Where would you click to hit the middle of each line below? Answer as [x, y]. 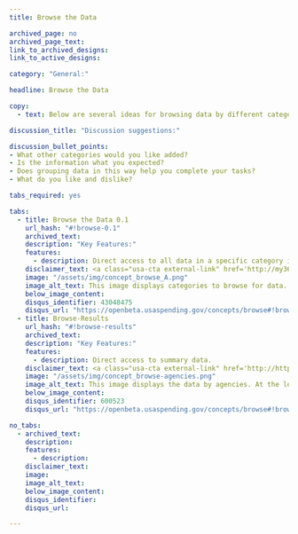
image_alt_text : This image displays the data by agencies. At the [152, 385]
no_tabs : [25, 425]
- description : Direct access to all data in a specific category [158, 261]
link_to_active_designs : [55, 59]
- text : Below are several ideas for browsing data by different [141, 114]
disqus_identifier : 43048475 [79, 302]
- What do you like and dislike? [71, 180]
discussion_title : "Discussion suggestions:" [94, 130]
